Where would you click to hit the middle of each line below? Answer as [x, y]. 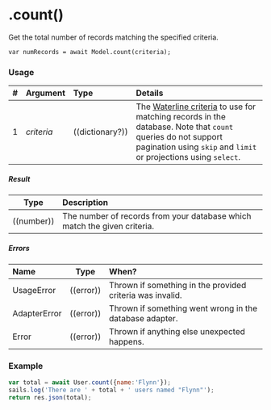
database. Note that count [185, 127]
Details [150, 93]
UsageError [34, 291]
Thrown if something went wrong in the [183, 308]
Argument [46, 93]
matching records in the [181, 117]
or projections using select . [188, 157]
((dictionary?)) [100, 132]
